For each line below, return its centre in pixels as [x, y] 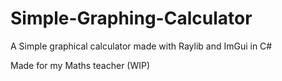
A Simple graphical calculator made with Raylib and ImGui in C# [141, 46]
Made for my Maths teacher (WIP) [80, 65]
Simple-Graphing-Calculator [131, 18]
